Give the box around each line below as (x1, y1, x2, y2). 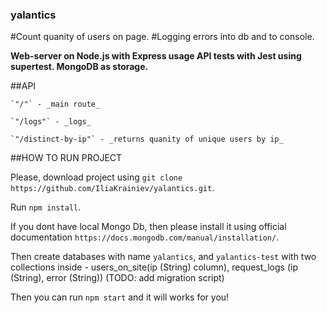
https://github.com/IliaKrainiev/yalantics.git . (10, 182, 215, 194)
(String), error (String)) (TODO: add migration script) (10, 272, 225, 284)
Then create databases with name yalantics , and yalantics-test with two (10, 251, 317, 263)
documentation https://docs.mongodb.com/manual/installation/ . (10, 231, 280, 243)
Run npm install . (10, 201, 82, 213)
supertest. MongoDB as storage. (10, 61, 149, 73)
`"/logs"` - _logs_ (10, 117, 92, 127)
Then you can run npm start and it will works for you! (10, 291, 230, 303)
